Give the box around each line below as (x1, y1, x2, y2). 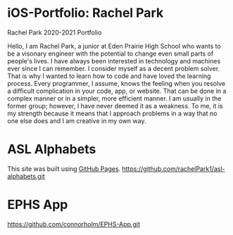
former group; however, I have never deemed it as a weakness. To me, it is (7, 101, 223, 110)
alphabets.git (7, 172, 46, 180)
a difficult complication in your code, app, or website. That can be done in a (7, 87, 227, 95)
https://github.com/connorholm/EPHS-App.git (7, 220, 141, 228)
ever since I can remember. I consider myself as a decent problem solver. (7, 64, 220, 72)
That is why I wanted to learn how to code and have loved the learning (7, 72, 211, 80)
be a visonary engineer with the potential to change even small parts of (7, 49, 214, 58)
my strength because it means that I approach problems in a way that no (7, 109, 218, 118)
